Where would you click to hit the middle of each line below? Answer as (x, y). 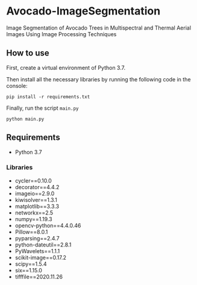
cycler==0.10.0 (33, 180)
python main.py (25, 119)
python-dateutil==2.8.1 (43, 245)
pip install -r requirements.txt (48, 97)
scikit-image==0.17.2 (40, 257)
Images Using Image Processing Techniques (61, 34)
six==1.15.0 (28, 270)
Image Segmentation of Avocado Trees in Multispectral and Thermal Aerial (99, 28)
